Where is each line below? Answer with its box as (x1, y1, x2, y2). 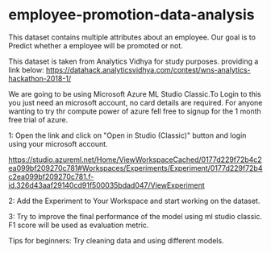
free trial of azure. (8, 114, 69, 124)
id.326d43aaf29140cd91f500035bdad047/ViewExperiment (8, 180, 206, 190)
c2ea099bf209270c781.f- (8, 172, 94, 181)
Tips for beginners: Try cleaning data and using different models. (8, 235, 224, 245)
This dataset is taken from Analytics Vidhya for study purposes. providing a (8, 56, 259, 66)
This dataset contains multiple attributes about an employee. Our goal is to (8, 32, 256, 42)
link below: (8, 64, 44, 74)
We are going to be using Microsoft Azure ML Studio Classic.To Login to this (8, 89, 261, 98)
